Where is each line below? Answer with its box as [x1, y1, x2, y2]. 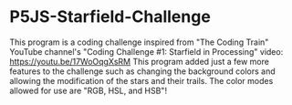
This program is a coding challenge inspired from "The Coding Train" [9, 37, 269, 47]
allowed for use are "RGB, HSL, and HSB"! [9, 85, 167, 96]
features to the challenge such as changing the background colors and [9, 66, 276, 77]
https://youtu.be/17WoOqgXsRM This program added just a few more [9, 56, 269, 67]
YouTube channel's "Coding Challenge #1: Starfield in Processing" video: [9, 46, 284, 57]
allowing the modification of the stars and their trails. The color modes [9, 75, 274, 86]
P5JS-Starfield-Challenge [9, 6, 212, 27]
